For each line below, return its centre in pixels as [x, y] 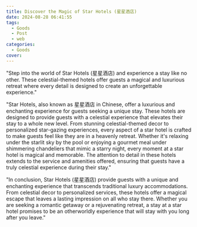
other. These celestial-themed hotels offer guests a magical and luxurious [96, 80]
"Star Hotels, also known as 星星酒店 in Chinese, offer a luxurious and [91, 104]
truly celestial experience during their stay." [59, 167]
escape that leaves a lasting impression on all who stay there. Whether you [97, 199]
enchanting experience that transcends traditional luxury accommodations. [97, 186]
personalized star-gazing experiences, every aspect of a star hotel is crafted [99, 130]
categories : [21, 45]
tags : [13, 22]
